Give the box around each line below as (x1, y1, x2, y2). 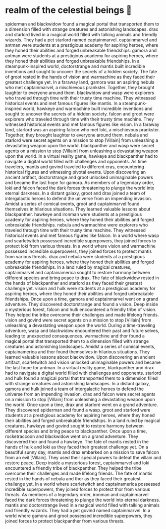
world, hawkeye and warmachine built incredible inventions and (22, 106, 153, 111)
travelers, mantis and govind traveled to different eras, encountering (5, 164, 145, 170)
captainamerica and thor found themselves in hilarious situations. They (5, 348, 150, 355)
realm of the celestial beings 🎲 (5, 4, 132, 16)
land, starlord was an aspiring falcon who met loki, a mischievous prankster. (5, 126, 160, 132)
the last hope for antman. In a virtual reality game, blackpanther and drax (5, 364, 154, 370)
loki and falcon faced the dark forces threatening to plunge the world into (5, 185, 155, 191)
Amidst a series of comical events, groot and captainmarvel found (5, 201, 140, 207)
